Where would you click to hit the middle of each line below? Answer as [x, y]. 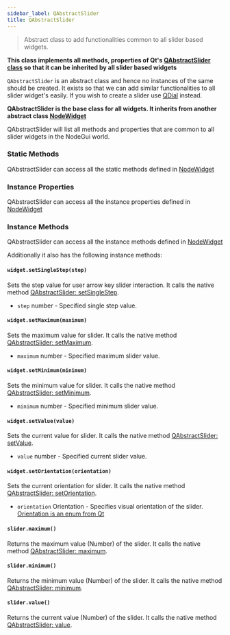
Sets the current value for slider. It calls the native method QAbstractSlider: [113, 436]
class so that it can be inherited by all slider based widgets [92, 67]
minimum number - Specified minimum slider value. [88, 406]
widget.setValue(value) [41, 421]
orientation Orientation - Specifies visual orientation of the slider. [110, 507]
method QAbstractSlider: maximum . [57, 551]
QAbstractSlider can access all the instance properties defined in [99, 202]
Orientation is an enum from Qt [61, 514]
